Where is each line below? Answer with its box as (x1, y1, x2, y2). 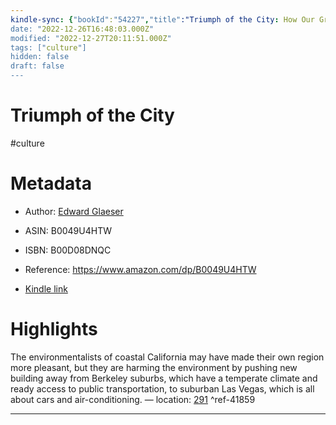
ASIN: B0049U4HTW (24, 224, 112, 236)
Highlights (10, 318, 98, 341)
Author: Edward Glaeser (24, 205, 124, 217)
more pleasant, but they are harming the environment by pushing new (10, 361, 298, 373)
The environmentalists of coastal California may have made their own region (10, 351, 325, 363)
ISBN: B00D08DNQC (24, 244, 112, 256)
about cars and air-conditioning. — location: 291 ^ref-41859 (10, 393, 256, 405)
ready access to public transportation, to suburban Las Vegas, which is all (10, 382, 315, 395)
